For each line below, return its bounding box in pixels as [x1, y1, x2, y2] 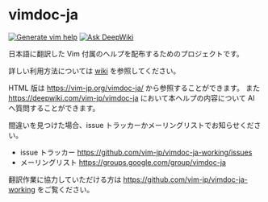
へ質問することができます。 [8, 103, 100, 113]
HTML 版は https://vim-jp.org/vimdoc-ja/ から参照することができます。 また [8, 83, 261, 93]
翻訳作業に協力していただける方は [8, 175, 122, 184]
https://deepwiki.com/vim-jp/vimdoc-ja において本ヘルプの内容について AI [8, 93, 255, 102]
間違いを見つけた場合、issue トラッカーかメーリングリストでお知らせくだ [8, 120, 254, 130]
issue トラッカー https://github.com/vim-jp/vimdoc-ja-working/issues [19, 147, 253, 157]
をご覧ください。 [36, 184, 94, 194]
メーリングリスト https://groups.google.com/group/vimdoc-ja [19, 157, 226, 167]
